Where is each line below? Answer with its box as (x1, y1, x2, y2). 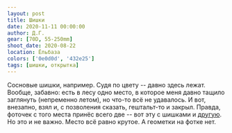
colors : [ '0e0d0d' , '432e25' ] (7, 55, 95, 62)
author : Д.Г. (7, 29, 45, 37)
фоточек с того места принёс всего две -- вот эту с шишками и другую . (7, 110, 222, 118)
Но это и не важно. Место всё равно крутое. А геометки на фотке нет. (7, 117, 217, 125)
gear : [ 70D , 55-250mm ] (7, 36, 73, 43)
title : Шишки (7, 17, 45, 24)
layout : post (7, 10, 45, 17)
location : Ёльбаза (7, 49, 60, 56)
